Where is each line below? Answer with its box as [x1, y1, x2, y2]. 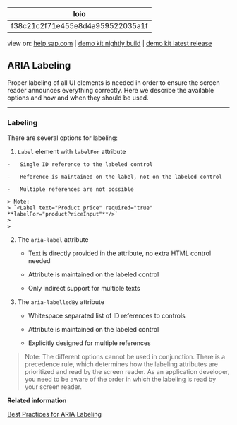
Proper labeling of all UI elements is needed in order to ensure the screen [7, 78, 220, 87]
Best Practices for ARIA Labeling [7, 410, 102, 419]
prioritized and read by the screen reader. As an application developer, [24, 368, 230, 376]
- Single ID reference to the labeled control [7, 161, 153, 168]
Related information [7, 396, 67, 405]
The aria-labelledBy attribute [17, 298, 104, 306]
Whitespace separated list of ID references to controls [28, 311, 186, 320]
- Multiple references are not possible [7, 186, 134, 193]
